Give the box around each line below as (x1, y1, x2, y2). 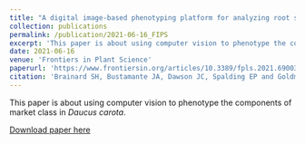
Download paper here (9, 124, 91, 135)
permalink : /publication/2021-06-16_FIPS (9, 30, 169, 39)
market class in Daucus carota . (9, 106, 126, 118)
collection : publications (9, 22, 107, 31)
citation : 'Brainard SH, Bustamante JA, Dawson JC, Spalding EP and (9, 72, 274, 82)
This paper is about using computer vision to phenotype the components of (9, 97, 292, 108)
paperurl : (9, 64, 47, 73)
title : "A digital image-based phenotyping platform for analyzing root (9, 13, 290, 23)
